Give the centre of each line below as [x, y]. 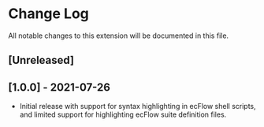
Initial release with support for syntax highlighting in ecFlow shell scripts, [138, 106]
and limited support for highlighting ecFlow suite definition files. [123, 114]
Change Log [48, 14]
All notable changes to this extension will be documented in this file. [119, 35]
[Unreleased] [41, 60]
